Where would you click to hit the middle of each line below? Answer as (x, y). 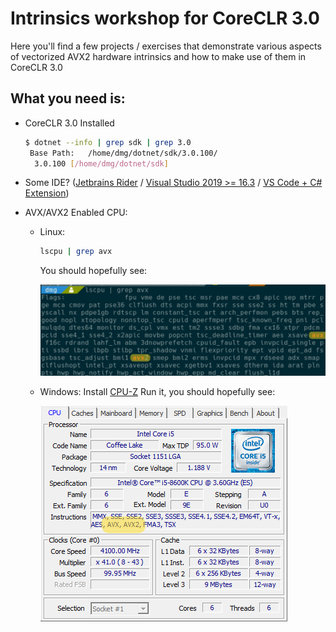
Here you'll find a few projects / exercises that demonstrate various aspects (166, 46)
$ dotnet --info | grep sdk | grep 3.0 (108, 142)
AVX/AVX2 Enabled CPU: (76, 213)
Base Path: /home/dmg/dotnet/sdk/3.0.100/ (123, 153)
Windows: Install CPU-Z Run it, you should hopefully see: (157, 392)
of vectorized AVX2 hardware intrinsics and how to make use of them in (158, 56)
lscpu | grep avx (76, 252)
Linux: (52, 232)
